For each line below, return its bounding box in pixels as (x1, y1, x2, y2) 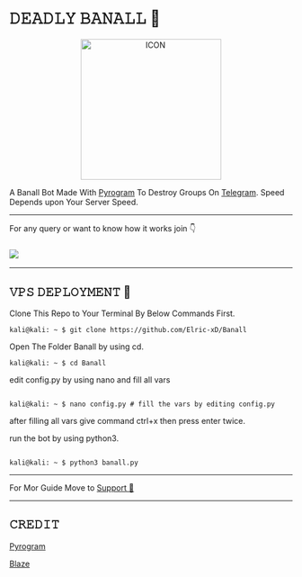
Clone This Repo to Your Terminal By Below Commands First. (9, 308, 235, 319)
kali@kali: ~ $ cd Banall (9, 359, 106, 368)
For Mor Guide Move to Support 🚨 (9, 482, 135, 493)
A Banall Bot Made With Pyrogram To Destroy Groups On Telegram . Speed (9, 186, 285, 197)
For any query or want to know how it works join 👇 (9, 222, 196, 233)
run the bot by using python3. (9, 433, 120, 444)
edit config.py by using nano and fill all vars (9, 374, 171, 385)
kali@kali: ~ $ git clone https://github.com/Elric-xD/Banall (9, 326, 247, 335)
